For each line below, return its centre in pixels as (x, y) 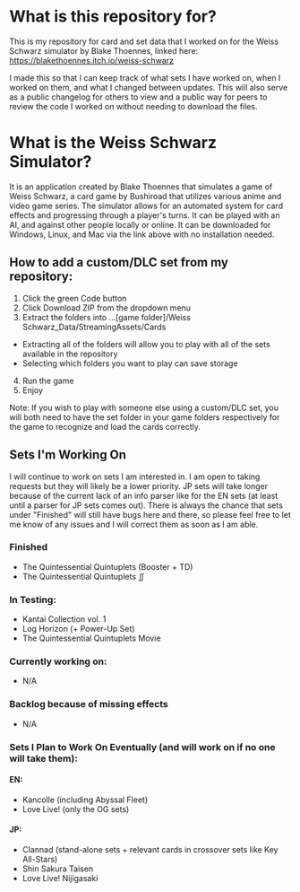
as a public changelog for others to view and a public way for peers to (138, 97)
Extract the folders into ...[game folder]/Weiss (106, 317)
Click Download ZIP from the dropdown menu (106, 308)
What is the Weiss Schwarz (113, 143)
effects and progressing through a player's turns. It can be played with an (145, 215)
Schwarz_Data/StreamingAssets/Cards (94, 327)
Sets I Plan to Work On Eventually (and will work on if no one (142, 747)
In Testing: (33, 599)
